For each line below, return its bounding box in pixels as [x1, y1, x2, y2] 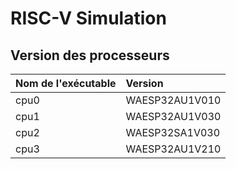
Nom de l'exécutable [15, 77, 117, 90]
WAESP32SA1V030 [125, 126, 221, 139]
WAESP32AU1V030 [125, 110, 222, 123]
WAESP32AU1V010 [125, 93, 222, 107]
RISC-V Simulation [10, 7, 167, 30]
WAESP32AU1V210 [125, 142, 222, 156]
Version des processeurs [10, 47, 170, 64]
